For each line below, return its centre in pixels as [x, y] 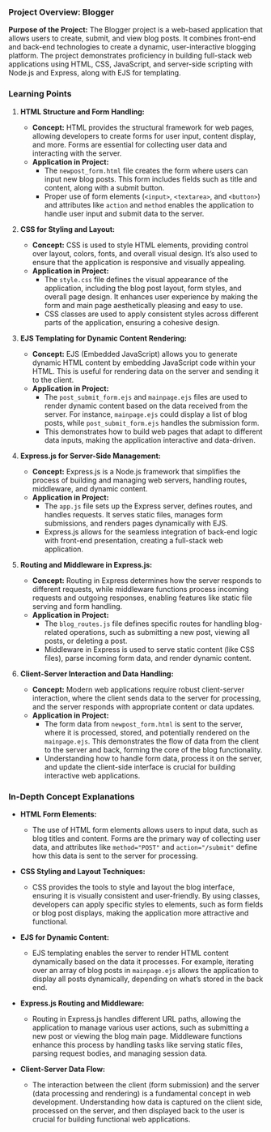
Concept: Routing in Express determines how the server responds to [147, 580]
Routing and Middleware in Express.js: [86, 564]
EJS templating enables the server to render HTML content [130, 953]
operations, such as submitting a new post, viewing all [160, 632]
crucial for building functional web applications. [111, 1119]
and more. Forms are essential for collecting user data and [129, 144]
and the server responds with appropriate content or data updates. [143, 706]
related [56, 632]
